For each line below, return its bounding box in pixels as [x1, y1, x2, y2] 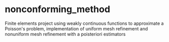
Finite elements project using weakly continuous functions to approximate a [5, 20, 164, 26]
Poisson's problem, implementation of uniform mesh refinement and [5, 25, 149, 31]
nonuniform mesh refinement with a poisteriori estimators [5, 31, 126, 37]
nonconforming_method [5, 4, 110, 15]
